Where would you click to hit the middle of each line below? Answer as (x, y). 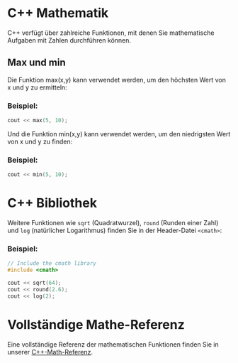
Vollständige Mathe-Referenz (96, 324)
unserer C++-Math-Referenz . (50, 352)
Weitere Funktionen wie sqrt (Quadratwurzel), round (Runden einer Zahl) (113, 223)
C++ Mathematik (58, 13)
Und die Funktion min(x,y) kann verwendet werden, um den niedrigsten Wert (119, 134)
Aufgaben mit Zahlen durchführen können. (69, 40)
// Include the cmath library (52, 264)
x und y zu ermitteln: (37, 87)
